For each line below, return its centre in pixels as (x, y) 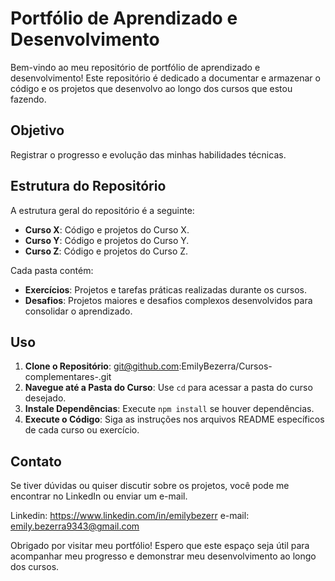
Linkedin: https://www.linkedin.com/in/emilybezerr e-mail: (130, 516)
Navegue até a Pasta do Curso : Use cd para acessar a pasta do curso (168, 388)
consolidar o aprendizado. (78, 311)
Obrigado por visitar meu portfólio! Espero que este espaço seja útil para (160, 546)
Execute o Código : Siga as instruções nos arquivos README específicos (174, 419)
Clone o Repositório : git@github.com (102, 366)
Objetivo (37, 130)
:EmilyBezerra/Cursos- (225, 366)
